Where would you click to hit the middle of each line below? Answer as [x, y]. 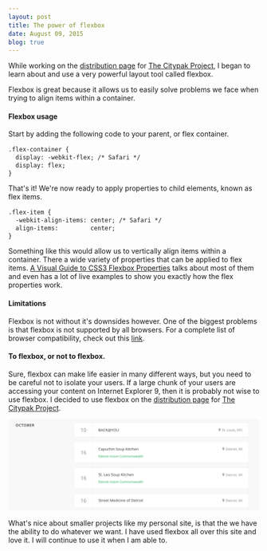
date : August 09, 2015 [46, 33]
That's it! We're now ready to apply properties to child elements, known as [130, 188]
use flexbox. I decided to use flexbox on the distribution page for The [122, 399]
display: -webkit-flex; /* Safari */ [78, 158]
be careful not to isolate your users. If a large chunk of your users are [122, 382]
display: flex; [41, 166]
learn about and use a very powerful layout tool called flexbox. [111, 74]
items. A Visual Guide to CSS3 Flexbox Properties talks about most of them [131, 268]
